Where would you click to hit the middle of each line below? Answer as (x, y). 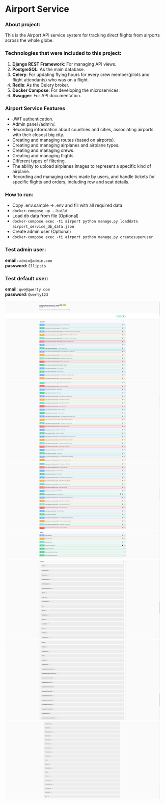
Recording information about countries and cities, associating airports (83, 130)
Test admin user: (26, 250)
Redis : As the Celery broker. (41, 85)
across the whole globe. (29, 40)
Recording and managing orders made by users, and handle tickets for (83, 177)
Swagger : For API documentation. (47, 95)
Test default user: (27, 278)
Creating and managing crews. (43, 150)
